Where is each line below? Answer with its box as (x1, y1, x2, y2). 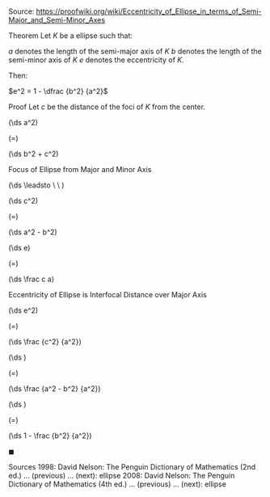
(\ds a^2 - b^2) (8, 227, 58, 237)
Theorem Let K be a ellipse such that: (8, 31, 133, 40)
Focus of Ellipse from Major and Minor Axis (8, 165, 152, 175)
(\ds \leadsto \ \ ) (8, 180, 65, 190)
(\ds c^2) (8, 196, 39, 206)
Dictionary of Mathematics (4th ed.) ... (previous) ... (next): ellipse (8, 479, 226, 489)
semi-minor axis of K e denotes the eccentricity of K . (8, 55, 184, 65)
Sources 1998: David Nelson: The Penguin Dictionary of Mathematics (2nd (8, 462, 256, 472)
